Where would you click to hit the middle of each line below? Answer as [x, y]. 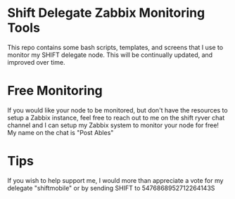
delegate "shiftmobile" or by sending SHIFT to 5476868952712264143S [111, 188]
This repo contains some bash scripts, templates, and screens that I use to [115, 47]
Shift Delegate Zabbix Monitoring [106, 13]
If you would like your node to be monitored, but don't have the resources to [118, 110]
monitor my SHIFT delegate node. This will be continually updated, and [110, 55]
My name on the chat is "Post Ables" [61, 132]
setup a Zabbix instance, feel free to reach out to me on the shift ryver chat [116, 117]
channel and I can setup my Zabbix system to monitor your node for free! [113, 125]
